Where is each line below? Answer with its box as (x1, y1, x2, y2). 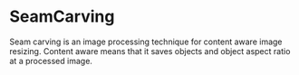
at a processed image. (9, 55, 93, 66)
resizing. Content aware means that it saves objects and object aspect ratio (9, 45, 291, 56)
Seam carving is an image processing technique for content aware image (9, 36, 283, 47)
